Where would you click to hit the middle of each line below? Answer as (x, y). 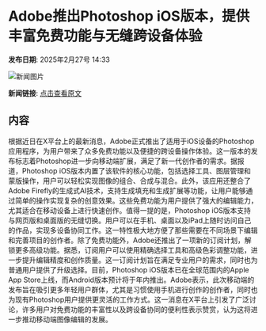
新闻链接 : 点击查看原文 (45, 93)
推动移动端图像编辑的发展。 (67, 319)
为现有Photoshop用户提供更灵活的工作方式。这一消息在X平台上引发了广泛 (129, 299)
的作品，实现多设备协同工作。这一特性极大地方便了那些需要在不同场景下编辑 (133, 230)
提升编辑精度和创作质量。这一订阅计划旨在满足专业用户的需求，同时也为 (140, 260)
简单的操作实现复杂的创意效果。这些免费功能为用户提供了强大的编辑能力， (136, 200)
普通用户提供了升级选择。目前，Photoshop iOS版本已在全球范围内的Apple (129, 269)
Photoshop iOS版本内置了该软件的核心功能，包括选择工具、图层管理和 (137, 170)
